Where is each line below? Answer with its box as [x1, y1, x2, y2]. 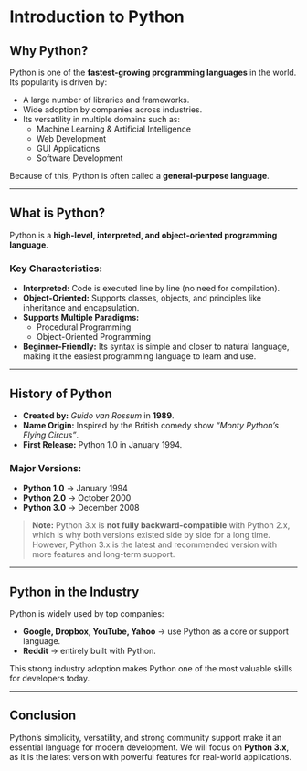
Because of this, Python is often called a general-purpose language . [9, 171, 270, 181]
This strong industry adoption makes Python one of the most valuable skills [9, 663, 293, 674]
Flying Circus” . [22, 429, 79, 440]
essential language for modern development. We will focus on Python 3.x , [9, 742, 290, 753]
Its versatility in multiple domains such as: [22, 114, 181, 124]
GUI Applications [36, 143, 101, 153]
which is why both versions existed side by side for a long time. [31, 530, 271, 541]
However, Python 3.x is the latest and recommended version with [31, 539, 277, 550]
